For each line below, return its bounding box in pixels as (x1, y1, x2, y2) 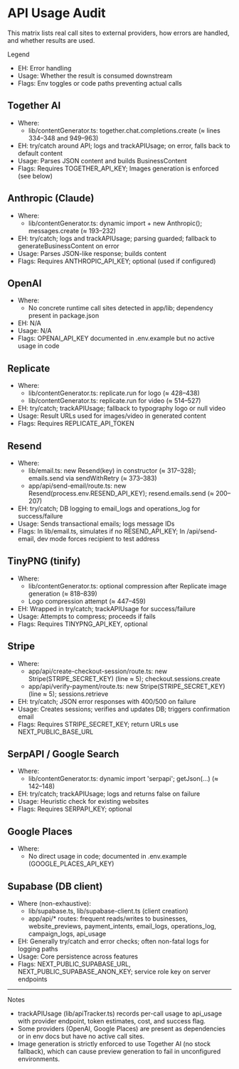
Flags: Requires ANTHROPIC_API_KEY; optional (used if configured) (17, 257, 216, 265)
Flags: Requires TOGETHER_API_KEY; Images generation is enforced (17, 164, 219, 173)
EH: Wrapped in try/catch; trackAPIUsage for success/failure (17, 604, 196, 613)
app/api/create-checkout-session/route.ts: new (28, 667, 168, 675)
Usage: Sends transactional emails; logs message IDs (17, 519, 175, 528)
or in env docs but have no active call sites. (17, 1032, 144, 1040)
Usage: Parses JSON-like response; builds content (17, 249, 167, 257)
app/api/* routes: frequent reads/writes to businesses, (28, 914, 188, 923)
